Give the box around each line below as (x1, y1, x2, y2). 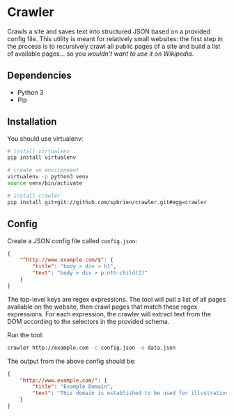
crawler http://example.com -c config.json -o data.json (7, 344, 176, 351)
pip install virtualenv (7, 154, 77, 161)
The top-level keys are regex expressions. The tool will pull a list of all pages (7, 295, 226, 303)
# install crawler (7, 192, 61, 199)
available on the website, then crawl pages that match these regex (7, 302, 198, 311)
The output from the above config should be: (7, 357, 136, 365)
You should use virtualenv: (7, 134, 84, 143)
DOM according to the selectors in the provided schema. (7, 317, 170, 325)
